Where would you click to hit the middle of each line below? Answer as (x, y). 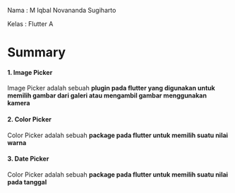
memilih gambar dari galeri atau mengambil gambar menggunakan (107, 95)
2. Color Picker (29, 119)
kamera (19, 103)
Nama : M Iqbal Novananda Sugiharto (62, 10)
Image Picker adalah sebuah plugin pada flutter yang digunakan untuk (111, 88)
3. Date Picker (28, 159)
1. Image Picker (30, 72)
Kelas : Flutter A (30, 24)
